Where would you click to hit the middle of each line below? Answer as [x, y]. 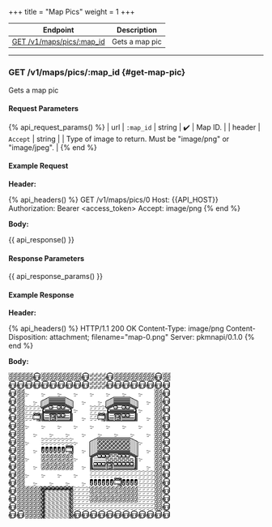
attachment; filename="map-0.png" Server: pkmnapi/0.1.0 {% [152, 337]
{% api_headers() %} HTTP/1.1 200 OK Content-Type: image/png [116, 328]
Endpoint [59, 30]
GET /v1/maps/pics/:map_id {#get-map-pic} [97, 72]
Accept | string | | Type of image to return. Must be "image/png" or [119, 139]
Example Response [41, 294]
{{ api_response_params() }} [56, 276]
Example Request [38, 166]
